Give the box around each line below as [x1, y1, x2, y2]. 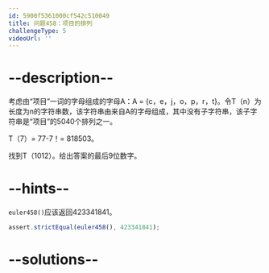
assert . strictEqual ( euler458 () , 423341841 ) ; [8, 223, 160, 232]
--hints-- [8, 180, 70, 198]
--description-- [8, 69, 114, 87]
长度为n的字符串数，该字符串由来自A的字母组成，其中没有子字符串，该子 [8, 106, 250, 117]
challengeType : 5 [8, 27, 67, 35]
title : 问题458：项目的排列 [8, 19, 93, 27]
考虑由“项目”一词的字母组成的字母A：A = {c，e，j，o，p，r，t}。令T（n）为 [8, 97, 262, 106]
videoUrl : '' [8, 34, 52, 43]
